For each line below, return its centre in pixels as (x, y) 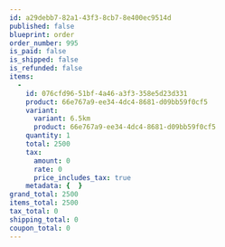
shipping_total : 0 (44, 219)
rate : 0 (48, 169)
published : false (42, 26)
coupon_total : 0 (40, 228)
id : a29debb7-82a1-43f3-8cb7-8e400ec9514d (90, 18)
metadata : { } (54, 186)
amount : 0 (52, 161)
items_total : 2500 (44, 203)
